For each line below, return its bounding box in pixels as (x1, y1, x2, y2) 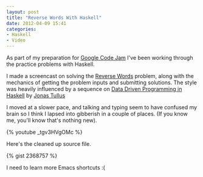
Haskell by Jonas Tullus (6, 92, 66, 99)
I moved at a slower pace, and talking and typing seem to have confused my (6, 104, 198, 110)
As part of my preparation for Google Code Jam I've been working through (6, 54, 193, 61)
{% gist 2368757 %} (6, 152, 58, 159)
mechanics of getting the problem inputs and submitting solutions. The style (6, 79, 198, 86)
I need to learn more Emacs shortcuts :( (6, 164, 105, 171)
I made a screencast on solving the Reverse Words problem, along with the (6, 73, 194, 79)
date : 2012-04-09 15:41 (6, 20, 67, 26)
